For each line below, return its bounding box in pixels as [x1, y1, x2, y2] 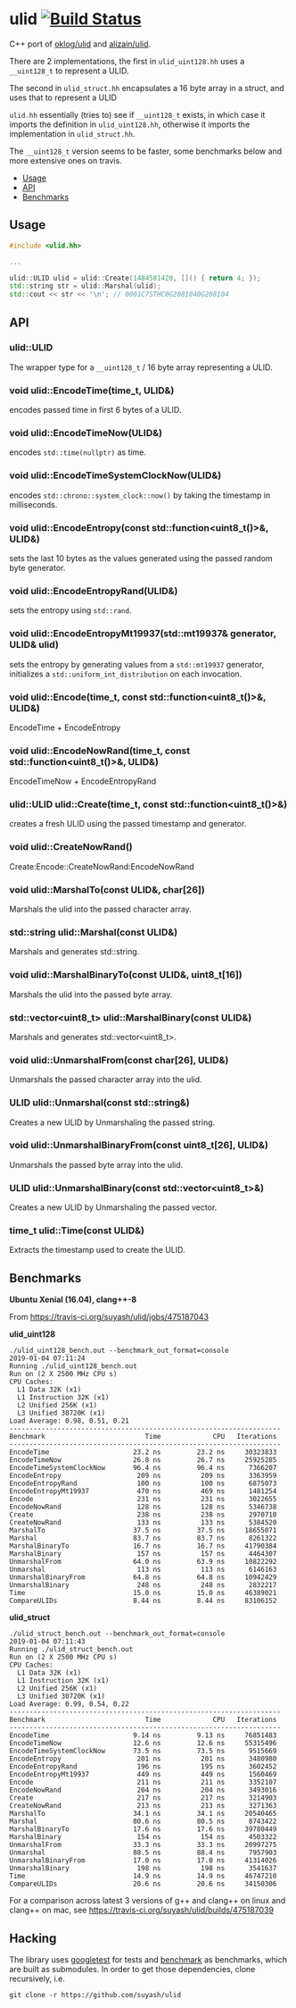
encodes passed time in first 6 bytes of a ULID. [9, 405, 182, 416]
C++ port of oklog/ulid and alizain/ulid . [9, 38, 152, 49]
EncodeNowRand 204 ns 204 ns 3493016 [9, 1785, 277, 1795]
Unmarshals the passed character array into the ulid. [9, 1074, 202, 1085]
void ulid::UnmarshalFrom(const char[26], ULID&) [9, 1054, 229, 1066]
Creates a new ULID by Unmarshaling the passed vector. [9, 1202, 218, 1213]
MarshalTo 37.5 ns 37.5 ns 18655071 [9, 1526, 277, 1535]
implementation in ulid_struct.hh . [9, 128, 136, 139]
